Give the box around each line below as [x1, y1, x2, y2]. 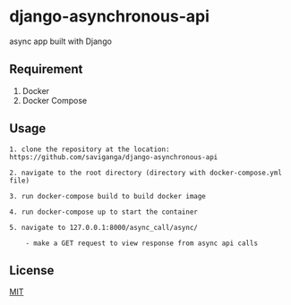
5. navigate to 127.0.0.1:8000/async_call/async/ [9, 223, 199, 232]
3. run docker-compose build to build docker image [9, 191, 206, 200]
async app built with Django [9, 36, 112, 47]
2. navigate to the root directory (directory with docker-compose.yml [9, 168, 282, 177]
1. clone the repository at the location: [9, 145, 170, 154]
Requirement [9, 62, 83, 77]
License [9, 262, 55, 278]
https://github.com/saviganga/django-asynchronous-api [9, 152, 218, 162]
